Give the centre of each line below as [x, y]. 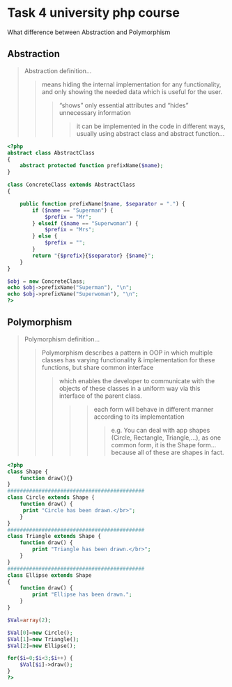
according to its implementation [139, 417]
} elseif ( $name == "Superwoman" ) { [85, 223]
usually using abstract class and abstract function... [150, 133]
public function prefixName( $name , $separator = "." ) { [103, 203]
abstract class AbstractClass [51, 153]
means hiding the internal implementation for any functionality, [131, 84]
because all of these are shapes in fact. [168, 452]
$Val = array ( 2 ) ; [29, 620]
